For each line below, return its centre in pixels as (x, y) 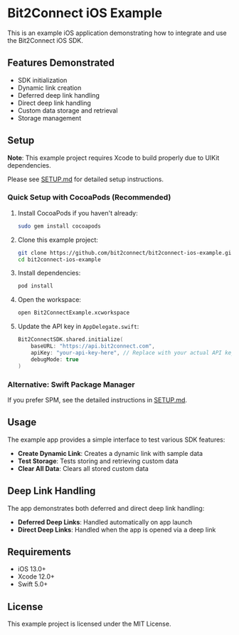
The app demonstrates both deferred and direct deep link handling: (106, 508)
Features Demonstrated (61, 63)
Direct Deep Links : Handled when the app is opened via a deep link (117, 529)
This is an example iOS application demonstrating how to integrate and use (117, 33)
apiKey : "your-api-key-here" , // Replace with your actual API (127, 352)
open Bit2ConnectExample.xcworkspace (74, 313)
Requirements (39, 552)
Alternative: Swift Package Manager (71, 385)
